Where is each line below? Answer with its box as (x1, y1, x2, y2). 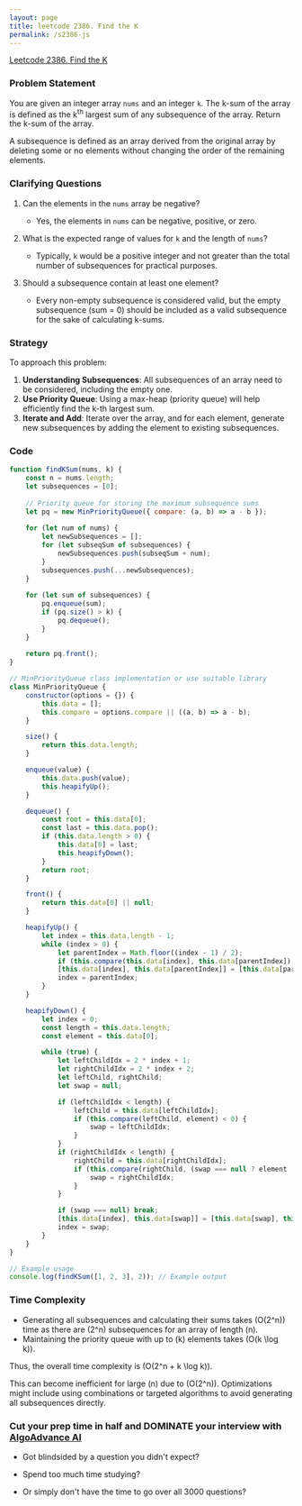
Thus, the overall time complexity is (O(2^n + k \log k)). (9, 1360, 213, 1371)
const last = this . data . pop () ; (41, 824, 159, 833)
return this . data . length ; (41, 741, 139, 750)
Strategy (9, 336, 49, 349)
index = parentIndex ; (57, 973, 139, 982)
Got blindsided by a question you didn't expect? (22, 1451, 200, 1462)
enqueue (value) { (25, 765, 91, 775)
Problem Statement (9, 78, 96, 90)
